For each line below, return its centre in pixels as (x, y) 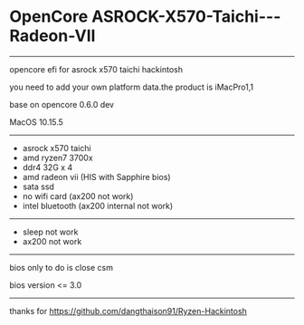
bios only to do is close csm (61, 267)
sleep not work (50, 232)
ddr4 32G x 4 (47, 167)
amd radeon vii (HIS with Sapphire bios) (96, 177)
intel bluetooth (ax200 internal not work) (98, 206)
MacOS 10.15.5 (36, 122)
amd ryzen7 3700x (57, 158)
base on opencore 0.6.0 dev (62, 104)
